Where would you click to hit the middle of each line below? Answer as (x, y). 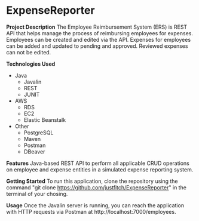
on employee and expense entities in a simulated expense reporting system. (100, 169)
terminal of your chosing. (37, 194)
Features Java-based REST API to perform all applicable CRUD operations (98, 163)
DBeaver (34, 151)
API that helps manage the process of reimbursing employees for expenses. (99, 33)
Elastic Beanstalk (45, 119)
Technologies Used (31, 64)
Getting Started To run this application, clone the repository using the (92, 181)
